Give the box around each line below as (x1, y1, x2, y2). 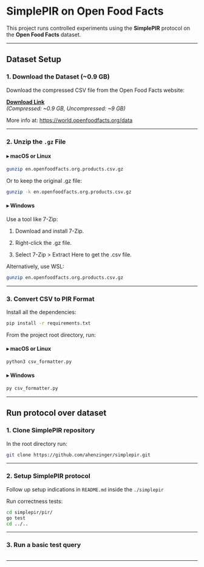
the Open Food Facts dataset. (6, 30, 81, 38)
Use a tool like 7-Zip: (6, 215, 58, 223)
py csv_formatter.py (6, 386, 59, 392)
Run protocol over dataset (6, 408, 107, 418)
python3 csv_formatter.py (6, 358, 72, 365)
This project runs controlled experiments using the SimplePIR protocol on (6, 24, 190, 32)
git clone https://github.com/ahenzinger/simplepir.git (6, 452, 151, 458)
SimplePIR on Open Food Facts (6, 4, 164, 18)
